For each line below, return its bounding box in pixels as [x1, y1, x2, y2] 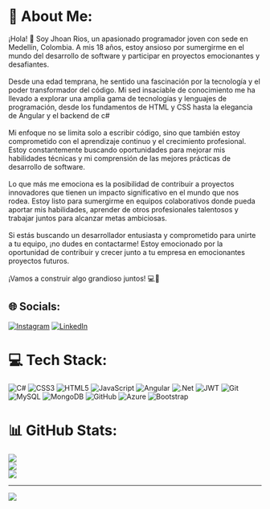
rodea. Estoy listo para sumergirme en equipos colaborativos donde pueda [8, 196, 256, 206]
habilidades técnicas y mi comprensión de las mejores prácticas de [8, 153, 231, 163]
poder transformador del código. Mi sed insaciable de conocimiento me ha [8, 84, 256, 95]
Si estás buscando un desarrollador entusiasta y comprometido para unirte [8, 230, 256, 240]
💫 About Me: [8, 7, 93, 26]
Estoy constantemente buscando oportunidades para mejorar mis [8, 145, 226, 154]
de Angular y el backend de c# [8, 110, 110, 120]
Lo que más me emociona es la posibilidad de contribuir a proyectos [8, 179, 235, 188]
